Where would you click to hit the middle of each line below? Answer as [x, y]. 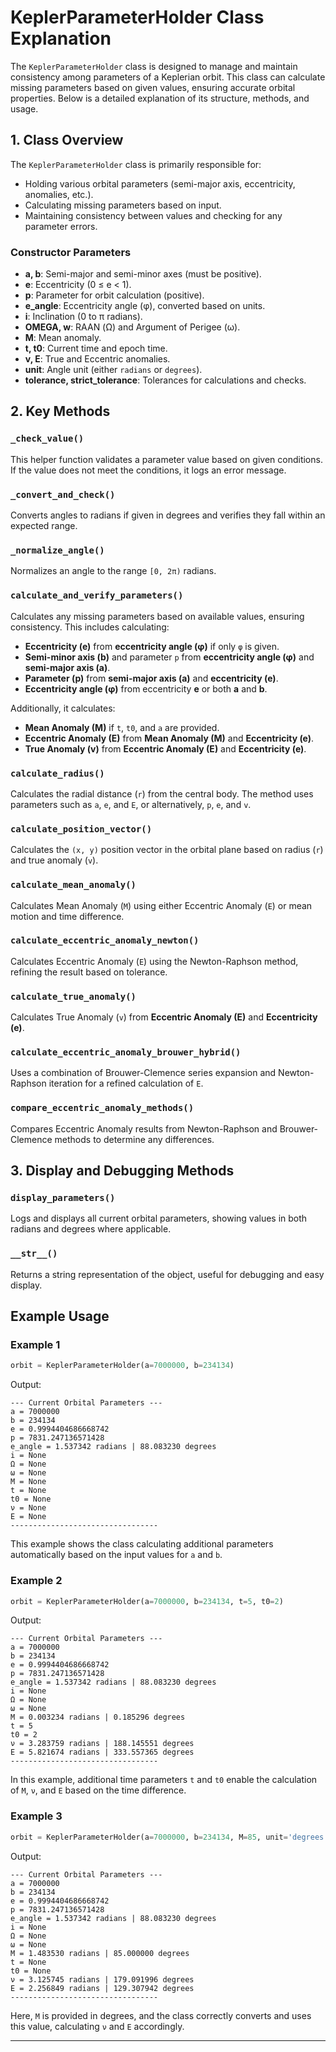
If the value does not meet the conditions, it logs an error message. [148, 470]
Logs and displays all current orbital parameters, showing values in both [159, 1218]
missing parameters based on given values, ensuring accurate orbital [153, 87]
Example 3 [36, 1816]
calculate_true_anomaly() [73, 996]
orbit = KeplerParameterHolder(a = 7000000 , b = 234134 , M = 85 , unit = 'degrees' [169, 1837]
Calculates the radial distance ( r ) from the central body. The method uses [162, 793]
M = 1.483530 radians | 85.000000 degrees [100, 1953]
